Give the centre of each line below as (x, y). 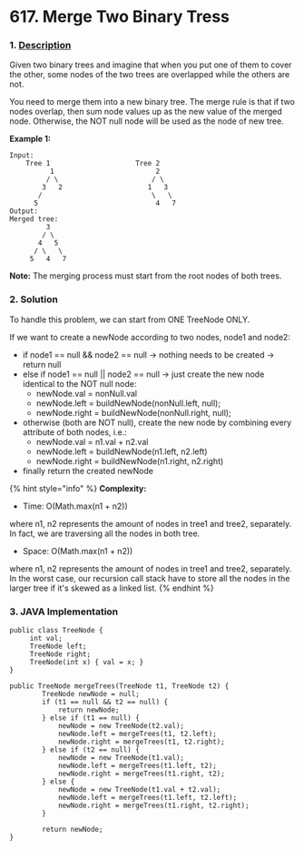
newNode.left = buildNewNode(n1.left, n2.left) (122, 451)
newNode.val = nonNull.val (87, 393)
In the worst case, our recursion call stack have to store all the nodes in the (150, 578)
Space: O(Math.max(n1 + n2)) (78, 551)
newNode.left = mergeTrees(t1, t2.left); (137, 734)
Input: (22, 156)
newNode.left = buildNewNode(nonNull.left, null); (128, 403)
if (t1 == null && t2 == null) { (105, 703)
